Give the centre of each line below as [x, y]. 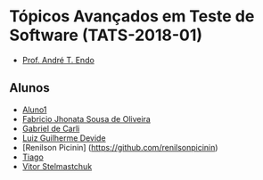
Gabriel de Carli [51, 128]
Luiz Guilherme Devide [64, 138]
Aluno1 [34, 110]
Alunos [30, 88]
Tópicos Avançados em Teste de [132, 16]
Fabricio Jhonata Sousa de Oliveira [86, 119]
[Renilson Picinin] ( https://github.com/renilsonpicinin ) [120, 147]
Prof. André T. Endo [58, 60]
